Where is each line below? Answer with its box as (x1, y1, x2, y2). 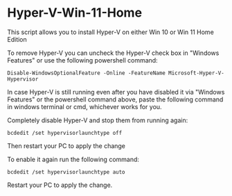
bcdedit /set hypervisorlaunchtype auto (7, 168, 126, 175)
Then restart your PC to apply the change (7, 141, 126, 150)
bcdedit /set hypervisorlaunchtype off (7, 129, 123, 136)
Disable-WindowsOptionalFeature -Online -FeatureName (7, 70, 166, 76)
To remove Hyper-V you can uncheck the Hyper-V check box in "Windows (7, 49, 220, 57)
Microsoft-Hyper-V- (168, 70, 225, 76)
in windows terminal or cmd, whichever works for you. (7, 102, 162, 111)
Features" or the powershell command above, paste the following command (7, 95, 224, 104)
